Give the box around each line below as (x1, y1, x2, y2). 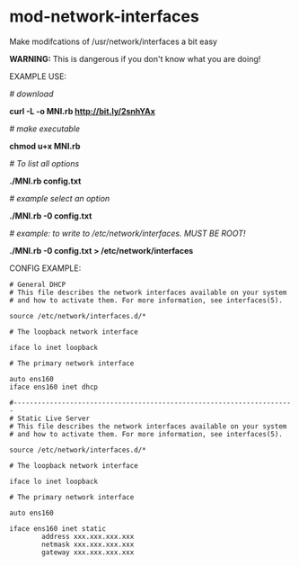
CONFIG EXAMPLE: (9, 263, 82, 274)
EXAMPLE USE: (9, 70, 67, 82)
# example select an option (9, 193, 110, 203)
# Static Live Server (9, 414, 91, 423)
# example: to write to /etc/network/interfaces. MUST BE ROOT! (9, 228, 246, 238)
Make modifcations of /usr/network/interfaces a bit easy (9, 36, 218, 47)
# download (9, 88, 54, 99)
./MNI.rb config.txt (9, 175, 82, 186)
